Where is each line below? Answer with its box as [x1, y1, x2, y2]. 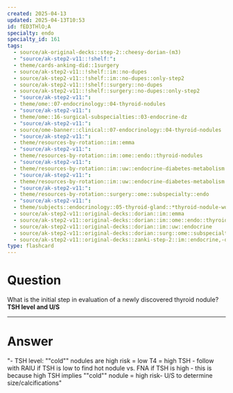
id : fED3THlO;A [7, 23, 51, 30]
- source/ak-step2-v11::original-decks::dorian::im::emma [13, 210, 185, 217]
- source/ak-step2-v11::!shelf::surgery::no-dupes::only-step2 [13, 87, 200, 94]
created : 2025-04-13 [7, 10, 67, 17]
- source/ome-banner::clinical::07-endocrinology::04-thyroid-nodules [13, 126, 222, 133]
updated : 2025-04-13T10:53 [7, 17, 85, 24]
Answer [7, 334, 53, 349]
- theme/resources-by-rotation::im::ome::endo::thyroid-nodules [13, 152, 203, 160]
